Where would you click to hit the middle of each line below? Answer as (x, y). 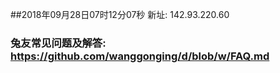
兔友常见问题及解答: (58, 43)
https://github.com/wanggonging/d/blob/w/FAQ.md (140, 56)
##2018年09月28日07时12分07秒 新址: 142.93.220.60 (120, 14)
